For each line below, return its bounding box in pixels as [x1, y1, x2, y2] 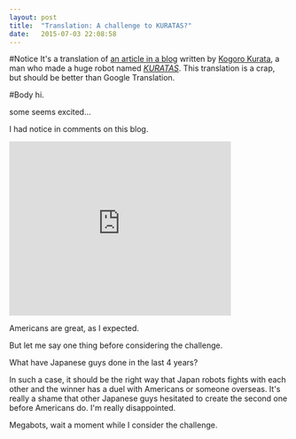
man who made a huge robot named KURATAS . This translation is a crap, [9, 63, 276, 73]
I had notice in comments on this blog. [9, 124, 149, 135]
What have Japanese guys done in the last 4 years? [9, 358, 199, 368]
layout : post [9, 12, 58, 22]
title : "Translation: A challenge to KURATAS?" [9, 21, 192, 30]
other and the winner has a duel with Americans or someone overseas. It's [9, 384, 281, 395]
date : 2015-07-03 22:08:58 [9, 29, 117, 38]
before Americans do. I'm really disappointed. [9, 403, 176, 413]
